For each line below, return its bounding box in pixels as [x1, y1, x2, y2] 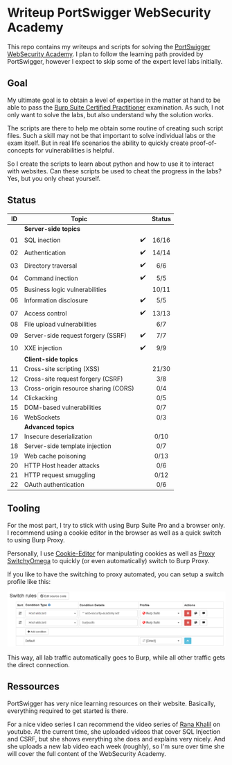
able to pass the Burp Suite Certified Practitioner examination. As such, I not [7, 103, 224, 112]
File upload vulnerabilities [24, 320, 97, 329]
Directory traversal [24, 261, 78, 270]
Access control [24, 309, 67, 317]
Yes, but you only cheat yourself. [7, 174, 101, 182]
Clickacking [24, 394, 57, 402]
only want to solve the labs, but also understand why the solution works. [7, 110, 213, 119]
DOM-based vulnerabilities [24, 404, 102, 412]
